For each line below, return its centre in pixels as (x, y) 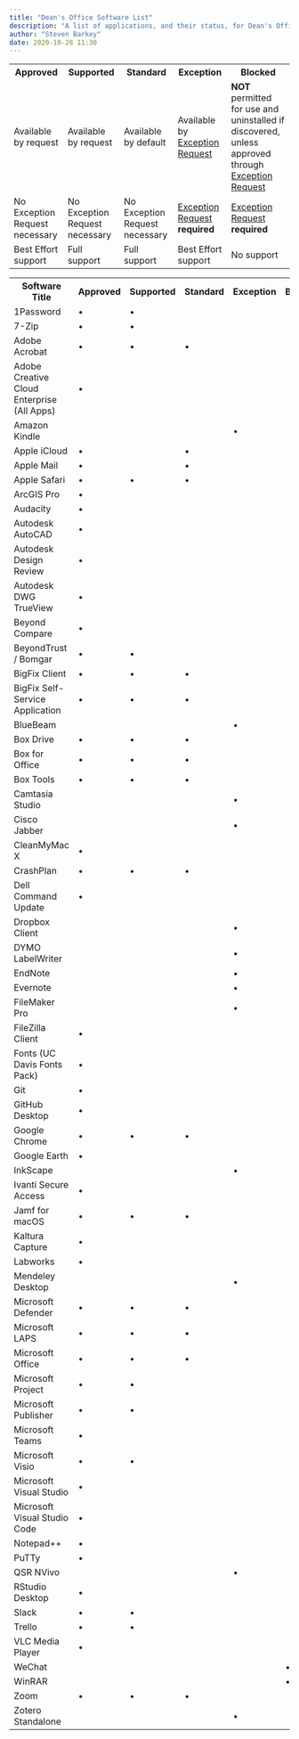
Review (29, 571)
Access (29, 1196)
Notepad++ (38, 1544)
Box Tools (34, 780)
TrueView (33, 608)
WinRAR (31, 1682)
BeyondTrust (40, 649)
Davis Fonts (38, 1065)
